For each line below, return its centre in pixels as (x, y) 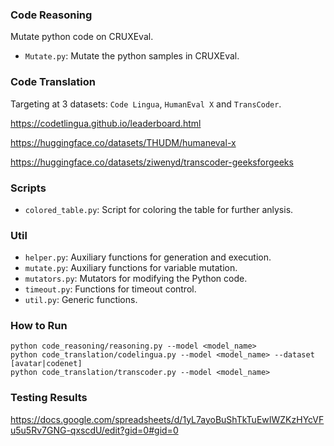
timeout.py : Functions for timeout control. (110, 289)
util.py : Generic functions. (81, 300)
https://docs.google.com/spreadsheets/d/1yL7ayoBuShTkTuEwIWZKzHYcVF (167, 419)
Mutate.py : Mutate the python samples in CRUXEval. (132, 56)
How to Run (39, 326)
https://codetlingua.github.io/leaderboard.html (106, 123)
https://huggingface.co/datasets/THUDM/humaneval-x (123, 142)
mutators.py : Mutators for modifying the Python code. (136, 279)
